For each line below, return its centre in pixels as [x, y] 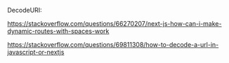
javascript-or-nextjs [36, 52]
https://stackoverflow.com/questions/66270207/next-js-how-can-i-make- [115, 23]
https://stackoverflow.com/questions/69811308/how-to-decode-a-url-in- [113, 44]
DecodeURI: [25, 10]
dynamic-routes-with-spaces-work [58, 31]
